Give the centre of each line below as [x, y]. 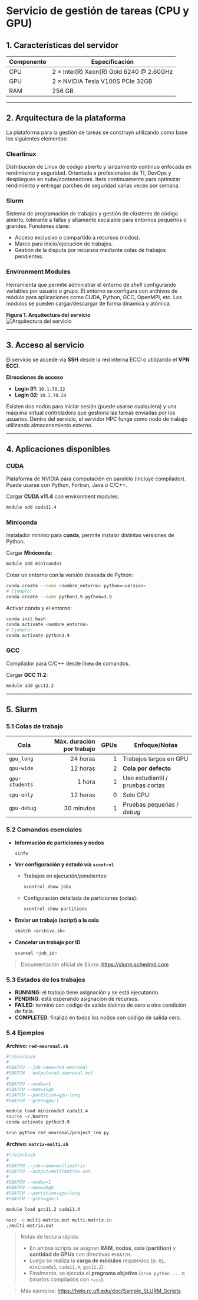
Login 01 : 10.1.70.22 [40, 388]
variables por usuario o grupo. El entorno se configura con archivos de [92, 291]
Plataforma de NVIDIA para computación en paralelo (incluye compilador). [96, 479]
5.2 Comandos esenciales [44, 830]
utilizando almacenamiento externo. [49, 425]
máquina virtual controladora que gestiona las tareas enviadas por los [91, 412]
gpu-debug [23, 808]
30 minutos [80, 808]
